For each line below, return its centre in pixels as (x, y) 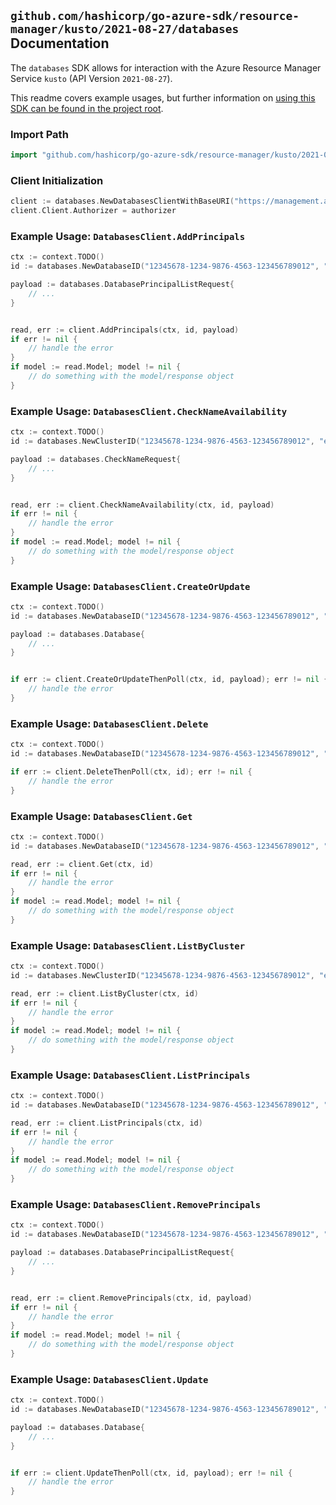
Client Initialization (57, 180)
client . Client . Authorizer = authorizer (93, 211)
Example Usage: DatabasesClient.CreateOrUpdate (130, 586)
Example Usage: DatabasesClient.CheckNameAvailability (149, 411)
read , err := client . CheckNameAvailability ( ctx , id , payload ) (142, 505)
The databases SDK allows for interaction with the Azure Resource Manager (166, 67)
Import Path (39, 134)
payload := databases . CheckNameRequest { (96, 459)
